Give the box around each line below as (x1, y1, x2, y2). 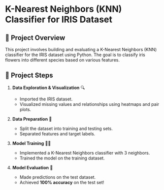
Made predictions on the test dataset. (19, 174, 96, 180)
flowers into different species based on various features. (5, 57, 120, 63)
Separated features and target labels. (19, 130, 96, 136)
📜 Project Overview (5, 33, 66, 42)
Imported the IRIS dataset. (19, 96, 73, 102)
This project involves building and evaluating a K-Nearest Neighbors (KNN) (5, 47, 157, 52)
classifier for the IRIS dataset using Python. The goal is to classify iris (5, 52, 145, 58)
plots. (19, 106, 31, 112)
